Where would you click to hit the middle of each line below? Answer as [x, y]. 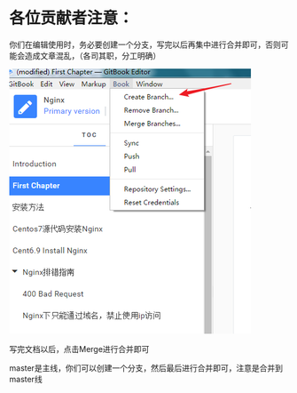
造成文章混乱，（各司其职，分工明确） [93, 55]
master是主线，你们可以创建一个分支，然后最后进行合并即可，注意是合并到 [146, 368]
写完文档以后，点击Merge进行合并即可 [79, 349]
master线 [26, 379]
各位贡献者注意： [72, 18]
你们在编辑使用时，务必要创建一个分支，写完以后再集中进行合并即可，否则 [145, 44]
